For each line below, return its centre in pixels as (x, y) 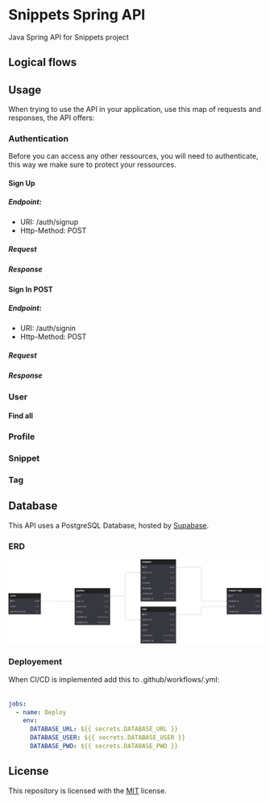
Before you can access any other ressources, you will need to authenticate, (134, 156)
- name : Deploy (41, 712)
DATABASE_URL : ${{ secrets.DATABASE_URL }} (104, 729)
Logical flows (43, 62)
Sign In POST (31, 290)
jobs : (17, 704)
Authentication (38, 139)
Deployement (35, 662)
